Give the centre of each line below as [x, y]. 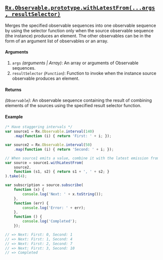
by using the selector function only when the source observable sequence [79, 30]
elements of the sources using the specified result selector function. [73, 106]
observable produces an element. [46, 78]
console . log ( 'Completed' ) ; [50, 222]
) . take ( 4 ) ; [16, 176]
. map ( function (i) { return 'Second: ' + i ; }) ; [64, 149]
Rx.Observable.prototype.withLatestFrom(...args [80, 8]
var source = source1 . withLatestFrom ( [44, 163]
